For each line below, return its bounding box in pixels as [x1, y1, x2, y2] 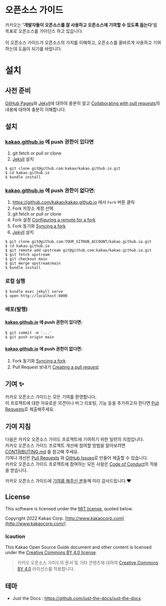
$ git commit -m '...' [5, 330, 52, 335]
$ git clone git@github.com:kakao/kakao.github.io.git [5, 166, 121, 171]
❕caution [5, 533, 26, 540]
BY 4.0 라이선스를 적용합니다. [17, 566, 75, 572]
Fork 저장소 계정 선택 [12, 205, 54, 211]
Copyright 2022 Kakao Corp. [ [5, 515, 67, 521]
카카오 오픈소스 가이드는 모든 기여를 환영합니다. [5, 394, 97, 400]
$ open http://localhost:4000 [5, 294, 68, 299]
